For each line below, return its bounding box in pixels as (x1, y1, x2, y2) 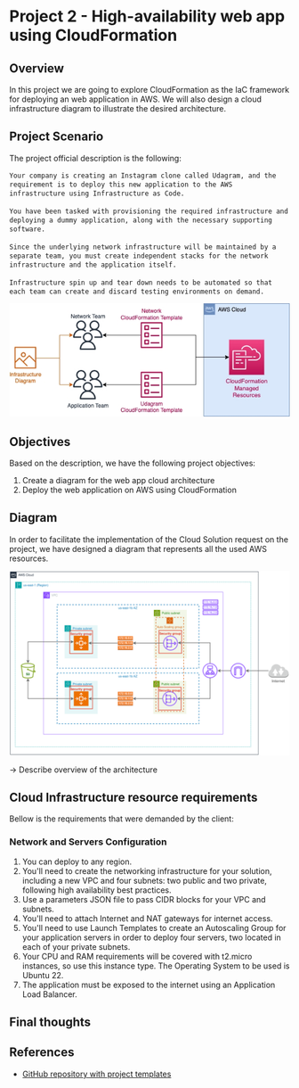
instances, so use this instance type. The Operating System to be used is (21, 960, 290, 971)
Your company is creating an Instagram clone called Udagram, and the (9, 171, 277, 180)
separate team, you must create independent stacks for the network (9, 251, 269, 260)
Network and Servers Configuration (9, 836, 167, 848)
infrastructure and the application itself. (9, 260, 177, 269)
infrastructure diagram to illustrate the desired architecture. (9, 103, 227, 113)
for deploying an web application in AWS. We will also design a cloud (9, 94, 263, 104)
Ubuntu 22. (21, 969, 64, 980)
